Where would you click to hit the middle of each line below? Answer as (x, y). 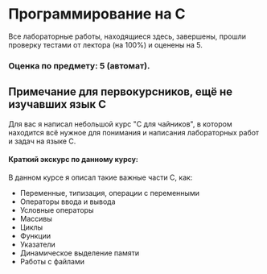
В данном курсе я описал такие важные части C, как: (101, 177)
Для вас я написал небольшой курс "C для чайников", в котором (120, 124)
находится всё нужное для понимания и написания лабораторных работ (134, 132)
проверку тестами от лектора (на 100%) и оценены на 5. (106, 44)
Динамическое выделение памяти (79, 253)
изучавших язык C (58, 104)
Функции (35, 235)
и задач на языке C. (42, 141)
